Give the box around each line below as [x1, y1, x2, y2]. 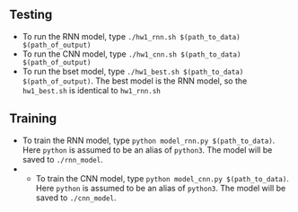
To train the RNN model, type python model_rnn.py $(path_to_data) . [22, 135, 276, 146]
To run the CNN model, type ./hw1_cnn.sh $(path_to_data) [22, 49, 241, 59]
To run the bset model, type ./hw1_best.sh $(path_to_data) [22, 66, 244, 76]
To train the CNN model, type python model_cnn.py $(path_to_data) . [35, 172, 290, 183]
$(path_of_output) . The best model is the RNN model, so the [22, 75, 248, 86]
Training [9, 111, 57, 127]
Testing [9, 7, 53, 22]
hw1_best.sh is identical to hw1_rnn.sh [22, 84, 162, 95]
